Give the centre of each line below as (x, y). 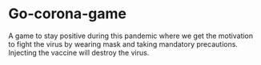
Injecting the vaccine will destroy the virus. (79, 52)
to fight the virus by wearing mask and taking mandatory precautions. (123, 44)
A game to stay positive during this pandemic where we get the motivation (131, 36)
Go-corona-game (67, 14)
